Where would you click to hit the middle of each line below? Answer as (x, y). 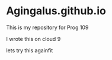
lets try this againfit (30, 50)
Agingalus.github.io (56, 11)
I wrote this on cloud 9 (33, 39)
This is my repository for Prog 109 (47, 27)
